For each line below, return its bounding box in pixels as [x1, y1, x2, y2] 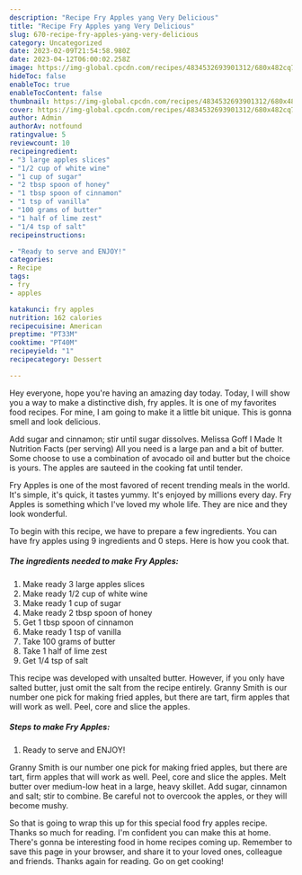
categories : [9, 255, 54, 264]
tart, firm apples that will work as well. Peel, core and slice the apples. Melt [9, 771, 287, 782]
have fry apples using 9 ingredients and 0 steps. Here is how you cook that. [9, 535, 289, 546]
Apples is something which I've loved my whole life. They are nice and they [9, 498, 288, 509]
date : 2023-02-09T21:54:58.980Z [9, 47, 130, 56]
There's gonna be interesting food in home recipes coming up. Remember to [9, 836, 293, 847]
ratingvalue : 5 [9, 130, 67, 139]
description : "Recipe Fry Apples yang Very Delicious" [9, 13, 219, 22]
